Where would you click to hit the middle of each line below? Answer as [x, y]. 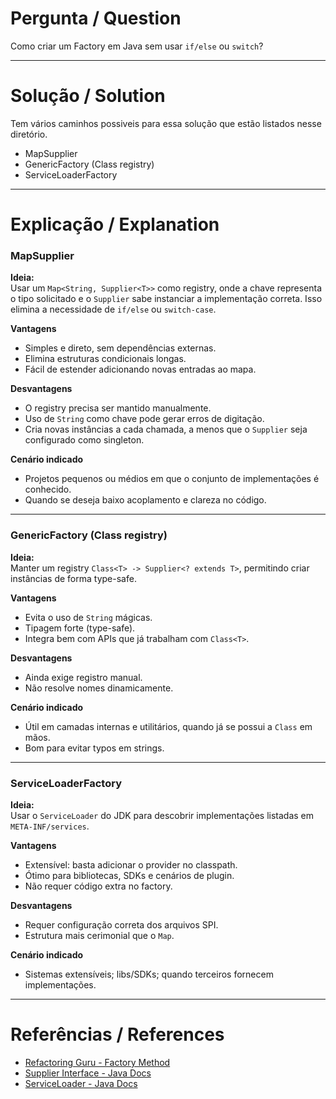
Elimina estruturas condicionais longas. [105, 359]
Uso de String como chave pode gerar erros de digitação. [144, 419]
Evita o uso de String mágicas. [88, 617]
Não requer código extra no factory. [98, 886]
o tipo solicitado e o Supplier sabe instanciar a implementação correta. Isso [166, 299]
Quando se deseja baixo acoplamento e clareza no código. [145, 500]
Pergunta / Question [96, 18]
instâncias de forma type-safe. [73, 578]
